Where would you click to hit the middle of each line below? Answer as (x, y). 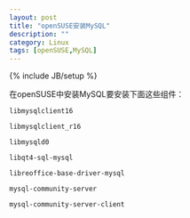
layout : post (33, 17)
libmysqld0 (29, 142)
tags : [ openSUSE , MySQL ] (53, 51)
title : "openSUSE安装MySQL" (60, 26)
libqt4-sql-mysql (41, 158)
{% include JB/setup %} (53, 76)
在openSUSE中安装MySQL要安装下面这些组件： (97, 94)
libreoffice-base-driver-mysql (67, 174)
